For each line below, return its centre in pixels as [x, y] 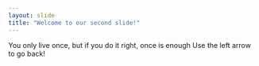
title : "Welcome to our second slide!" [74, 23]
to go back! [27, 53]
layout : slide [32, 15]
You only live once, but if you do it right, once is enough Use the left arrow [130, 45]
